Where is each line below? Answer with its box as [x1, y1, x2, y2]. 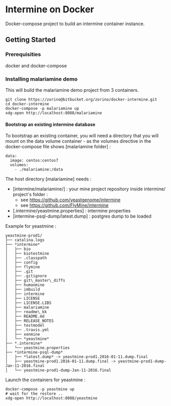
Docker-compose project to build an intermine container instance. [5, 21, 145, 27]
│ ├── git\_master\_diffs [5, 278, 66, 283]
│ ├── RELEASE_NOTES [5, 318, 54, 324]
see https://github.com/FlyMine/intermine [20, 202, 109, 208]
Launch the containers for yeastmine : [5, 377, 86, 383]
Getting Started [5, 35, 56, 44]
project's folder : [12, 191, 48, 198]
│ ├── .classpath [5, 256, 47, 261]
